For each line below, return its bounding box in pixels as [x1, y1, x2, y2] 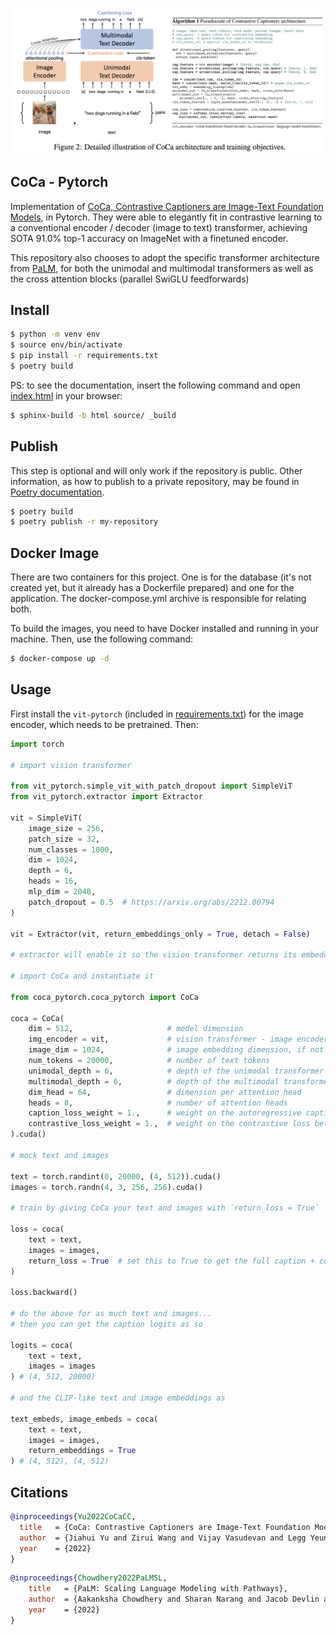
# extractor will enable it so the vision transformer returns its [10, 950, 298, 960]
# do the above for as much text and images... [10, 1309, 213, 1319]
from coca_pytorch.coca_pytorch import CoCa [10, 992, 199, 1002]
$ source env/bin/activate [10, 340, 123, 350]
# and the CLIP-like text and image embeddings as [10, 1393, 226, 1403]
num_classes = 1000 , [28, 844, 114, 855]
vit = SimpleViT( [10, 813, 83, 823]
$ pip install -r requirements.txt [10, 351, 159, 361]
